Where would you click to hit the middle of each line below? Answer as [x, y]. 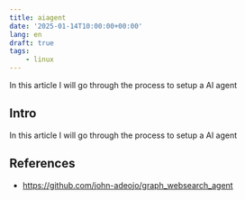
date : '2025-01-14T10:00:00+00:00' [76, 26]
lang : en [26, 34]
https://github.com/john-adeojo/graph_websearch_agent [127, 185]
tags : [19, 51]
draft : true [32, 43]
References [42, 164]
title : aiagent [38, 18]
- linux [40, 59]
